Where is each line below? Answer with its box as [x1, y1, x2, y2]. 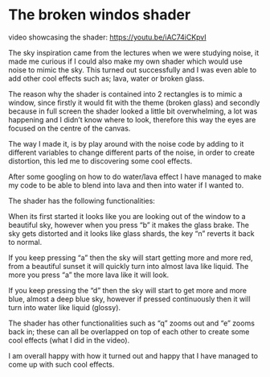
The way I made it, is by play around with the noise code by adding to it [8, 139, 244, 148]
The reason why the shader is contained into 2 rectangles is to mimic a [8, 89, 243, 98]
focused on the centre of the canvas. [8, 123, 131, 133]
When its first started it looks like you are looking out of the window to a [8, 211, 246, 221]
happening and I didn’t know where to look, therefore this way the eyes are [8, 114, 256, 124]
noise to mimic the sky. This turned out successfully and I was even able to [8, 64, 257, 74]
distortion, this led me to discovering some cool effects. [8, 155, 193, 166]
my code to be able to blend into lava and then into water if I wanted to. [8, 180, 244, 190]
